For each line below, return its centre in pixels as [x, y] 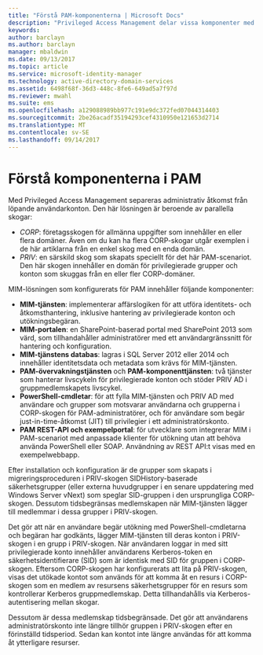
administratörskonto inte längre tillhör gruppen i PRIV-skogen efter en [121, 626]
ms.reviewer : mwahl [40, 96]
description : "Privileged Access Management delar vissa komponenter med [131, 23]
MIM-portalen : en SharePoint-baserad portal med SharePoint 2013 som [136, 329]
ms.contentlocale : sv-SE [49, 132]
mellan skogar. [76, 602]
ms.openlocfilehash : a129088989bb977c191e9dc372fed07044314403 [114, 111]
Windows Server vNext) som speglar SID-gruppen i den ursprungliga [120, 495]
